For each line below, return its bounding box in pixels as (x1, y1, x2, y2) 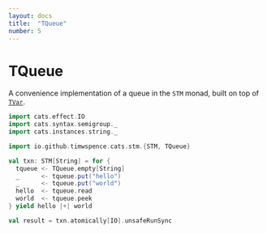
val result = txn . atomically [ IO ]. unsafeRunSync (8, 216, 173, 225)
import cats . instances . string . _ (8, 128, 118, 136)
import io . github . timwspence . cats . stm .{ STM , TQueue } (8, 142, 191, 150)
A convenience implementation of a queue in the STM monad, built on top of (8, 88, 260, 98)
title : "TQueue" (8, 19, 67, 28)
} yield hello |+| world (8, 202, 93, 210)
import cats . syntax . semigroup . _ (8, 121, 118, 129)
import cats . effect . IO (8, 112, 85, 121)
